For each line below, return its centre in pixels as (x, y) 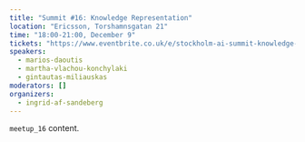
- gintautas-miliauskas (62, 77)
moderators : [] (38, 86)
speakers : (28, 52)
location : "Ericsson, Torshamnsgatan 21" (89, 26)
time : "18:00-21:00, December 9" (73, 35)
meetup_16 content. (44, 128)
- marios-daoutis (50, 60)
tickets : (26, 43)
